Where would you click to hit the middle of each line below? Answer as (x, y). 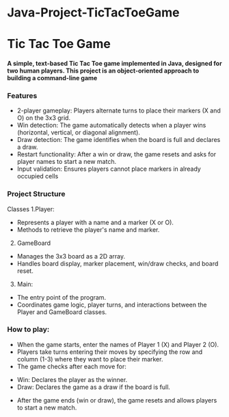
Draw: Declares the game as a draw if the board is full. (94, 387)
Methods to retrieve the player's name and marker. (88, 229)
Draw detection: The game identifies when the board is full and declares (119, 140)
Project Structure (36, 194)
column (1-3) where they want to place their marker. (90, 359)
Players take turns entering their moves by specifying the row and (110, 352)
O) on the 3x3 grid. (43, 118)
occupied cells (38, 176)
